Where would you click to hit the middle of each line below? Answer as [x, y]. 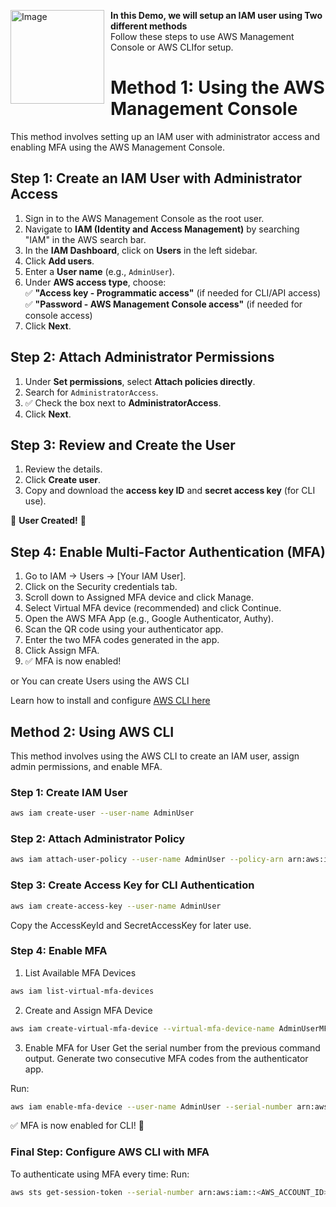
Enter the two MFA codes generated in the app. [122, 640]
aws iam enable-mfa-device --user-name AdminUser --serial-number [151, 1106]
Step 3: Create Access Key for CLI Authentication [132, 885]
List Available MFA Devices [80, 972]
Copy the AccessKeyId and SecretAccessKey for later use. [131, 925]
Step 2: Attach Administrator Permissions [142, 357]
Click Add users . [59, 261]
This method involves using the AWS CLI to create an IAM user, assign [155, 756]
